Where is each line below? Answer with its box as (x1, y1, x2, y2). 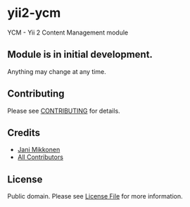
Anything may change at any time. (7, 67, 107, 75)
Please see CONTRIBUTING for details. (7, 106, 121, 115)
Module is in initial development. (7, 49, 153, 61)
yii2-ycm (7, 5, 61, 21)
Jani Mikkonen (17, 146, 61, 154)
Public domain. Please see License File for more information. (7, 192, 183, 201)
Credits (7, 127, 41, 139)
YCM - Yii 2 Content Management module (7, 28, 129, 37)
